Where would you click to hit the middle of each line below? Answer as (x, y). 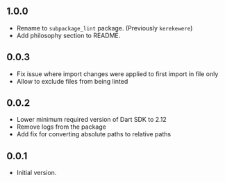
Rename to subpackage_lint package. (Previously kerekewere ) (105, 28)
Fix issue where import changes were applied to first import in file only (117, 74)
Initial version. (36, 173)
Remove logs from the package (61, 127)
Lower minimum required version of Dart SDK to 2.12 (92, 120)
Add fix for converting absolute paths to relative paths (94, 134)
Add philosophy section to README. (68, 35)
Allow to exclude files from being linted (72, 81)
